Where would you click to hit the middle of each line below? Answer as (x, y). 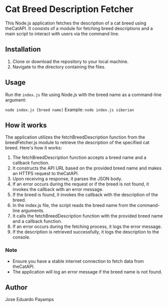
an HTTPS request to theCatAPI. (45, 173)
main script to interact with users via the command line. (62, 33)
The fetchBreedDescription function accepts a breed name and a (79, 157)
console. (21, 237)
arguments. (33, 210)
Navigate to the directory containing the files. (59, 66)
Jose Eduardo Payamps (29, 299)
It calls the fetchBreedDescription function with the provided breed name (87, 216)
